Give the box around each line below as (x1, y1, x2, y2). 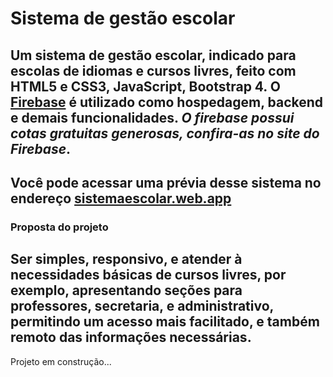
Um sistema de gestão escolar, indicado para (10, 47, 297, 64)
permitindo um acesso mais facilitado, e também (10, 313, 320, 331)
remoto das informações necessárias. (10, 329, 252, 346)
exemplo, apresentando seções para (10, 282, 243, 299)
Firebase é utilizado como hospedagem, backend (10, 93, 324, 111)
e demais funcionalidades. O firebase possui (10, 109, 295, 126)
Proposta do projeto (10, 220, 109, 234)
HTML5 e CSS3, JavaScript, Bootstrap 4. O (10, 78, 281, 95)
